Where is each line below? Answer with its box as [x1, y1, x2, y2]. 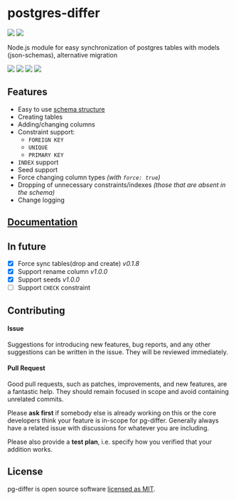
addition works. [7, 445, 53, 453]
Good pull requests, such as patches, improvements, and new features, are [7, 380, 227, 388]
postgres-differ [7, 5, 101, 21]
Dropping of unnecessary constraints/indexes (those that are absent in [17, 180, 226, 189]
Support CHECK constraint [17, 283, 91, 292]
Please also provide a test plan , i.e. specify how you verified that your [7, 437, 213, 446]
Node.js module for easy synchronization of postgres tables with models [7, 43, 220, 51]
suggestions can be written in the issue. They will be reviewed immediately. [7, 347, 229, 356]
